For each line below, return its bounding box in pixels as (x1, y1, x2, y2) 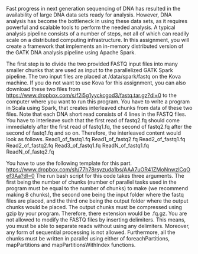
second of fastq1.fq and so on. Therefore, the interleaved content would (6, 129, 181, 136)
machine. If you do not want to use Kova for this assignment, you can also (6, 79, 186, 86)
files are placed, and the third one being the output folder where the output (6, 197, 189, 204)
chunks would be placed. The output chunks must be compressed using (6, 204, 182, 210)
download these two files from (6, 86, 80, 92)
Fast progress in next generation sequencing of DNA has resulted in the (6, 5, 181, 12)
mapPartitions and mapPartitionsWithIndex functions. (6, 242, 136, 248)
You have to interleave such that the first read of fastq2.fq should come (6, 117, 180, 123)
